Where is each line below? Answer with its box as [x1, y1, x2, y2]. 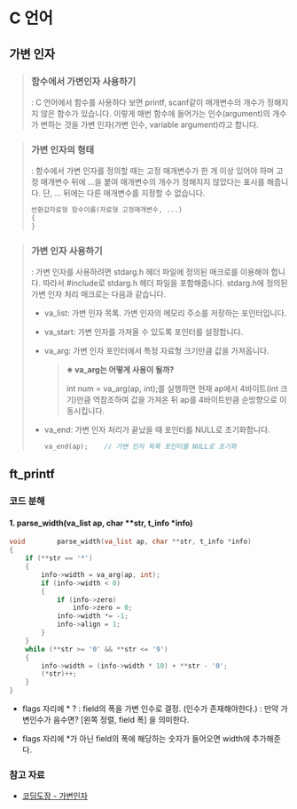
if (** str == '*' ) [25, 554, 93, 563]
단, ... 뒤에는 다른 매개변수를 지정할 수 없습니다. [43, 188, 206, 198]
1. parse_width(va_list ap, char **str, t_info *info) [9, 517, 193, 528]
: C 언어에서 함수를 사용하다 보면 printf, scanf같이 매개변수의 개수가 [30, 97, 265, 108]
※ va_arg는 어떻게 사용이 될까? [66, 364, 175, 375]
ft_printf [9, 467, 55, 482]
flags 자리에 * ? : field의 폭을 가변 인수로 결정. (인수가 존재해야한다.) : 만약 [21, 703, 279, 714]
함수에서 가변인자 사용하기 [30, 75, 137, 87]
